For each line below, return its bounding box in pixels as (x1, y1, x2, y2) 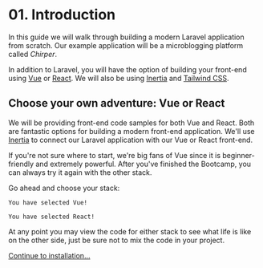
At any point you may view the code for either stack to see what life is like (8, 226, 252, 236)
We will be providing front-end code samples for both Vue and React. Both (8, 118, 255, 128)
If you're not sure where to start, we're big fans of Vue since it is (8, 150, 221, 160)
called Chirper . (8, 49, 58, 59)
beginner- (221, 150, 255, 160)
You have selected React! (8, 213, 95, 221)
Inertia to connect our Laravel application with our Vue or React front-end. (8, 135, 253, 144)
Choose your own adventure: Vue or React (8, 96, 225, 110)
